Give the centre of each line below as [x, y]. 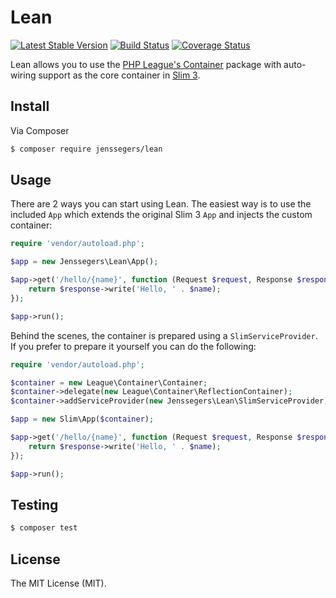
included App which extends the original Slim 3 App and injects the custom [161, 215]
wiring [23, 75]
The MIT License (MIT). [58, 583]
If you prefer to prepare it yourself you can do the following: [133, 346]
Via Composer [40, 130]
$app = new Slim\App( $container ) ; [82, 419]
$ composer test [44, 528]
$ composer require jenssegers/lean [86, 149]
